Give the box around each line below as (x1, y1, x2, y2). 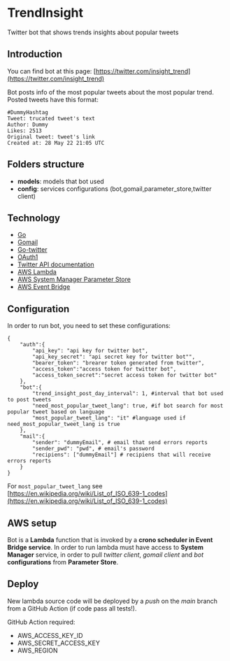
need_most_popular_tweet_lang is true (7, 421, 120, 428)
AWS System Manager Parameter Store (17, 275, 131, 284)
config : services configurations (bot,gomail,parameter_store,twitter (17, 184, 212, 193)
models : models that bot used (17, 177, 105, 185)
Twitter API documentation (17, 260, 94, 269)
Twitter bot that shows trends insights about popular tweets (7, 28, 179, 36)
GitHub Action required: (7, 618, 76, 626)
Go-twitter (17, 246, 48, 254)
